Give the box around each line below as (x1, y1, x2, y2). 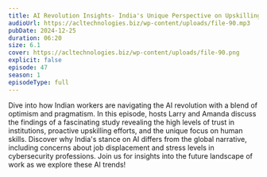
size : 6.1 (8, 41, 41, 49)
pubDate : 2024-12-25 (8, 26, 77, 34)
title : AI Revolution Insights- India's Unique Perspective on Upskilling (8, 11, 261, 20)
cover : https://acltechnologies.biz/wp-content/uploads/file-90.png (8, 49, 240, 57)
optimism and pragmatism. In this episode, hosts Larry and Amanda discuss (8, 108, 257, 118)
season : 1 (8, 71, 41, 79)
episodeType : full (8, 78, 69, 86)
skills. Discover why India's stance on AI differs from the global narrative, (8, 134, 248, 144)
